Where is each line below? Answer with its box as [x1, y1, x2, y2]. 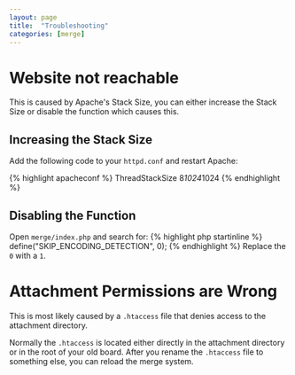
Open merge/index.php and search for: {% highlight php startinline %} [9, 231, 263, 242]
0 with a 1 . [9, 250, 46, 261]
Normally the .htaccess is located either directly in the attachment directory [9, 337, 285, 348]
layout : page [9, 12, 58, 22]
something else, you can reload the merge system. [9, 355, 194, 366]
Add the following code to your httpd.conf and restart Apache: [9, 156, 238, 167]
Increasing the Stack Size [9, 132, 153, 147]
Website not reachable [9, 67, 180, 88]
